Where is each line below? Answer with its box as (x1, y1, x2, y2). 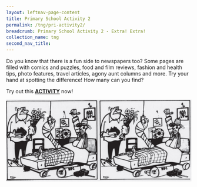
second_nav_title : (6, 41, 51, 47)
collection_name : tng (6, 34, 59, 41)
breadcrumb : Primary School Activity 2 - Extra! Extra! (6, 28, 146, 34)
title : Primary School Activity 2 (6, 15, 91, 22)
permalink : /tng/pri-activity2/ (6, 22, 85, 28)
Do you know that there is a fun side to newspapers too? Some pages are (6, 58, 184, 64)
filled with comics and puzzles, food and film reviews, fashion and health (6, 64, 182, 71)
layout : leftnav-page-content (6, 9, 81, 15)
